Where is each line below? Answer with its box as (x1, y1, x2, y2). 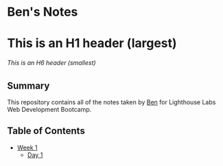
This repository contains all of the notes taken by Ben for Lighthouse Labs (7, 98, 216, 106)
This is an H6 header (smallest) (7, 58, 96, 67)
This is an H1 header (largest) (7, 36, 177, 51)
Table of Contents (7, 125, 86, 137)
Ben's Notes (7, 4, 78, 20)
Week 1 (16, 143, 38, 152)
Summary (7, 80, 50, 91)
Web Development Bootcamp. (7, 106, 92, 113)
